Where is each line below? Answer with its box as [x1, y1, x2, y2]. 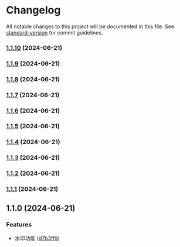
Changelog [6, 4, 61, 17]
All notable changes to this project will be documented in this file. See [6, 23, 175, 30]
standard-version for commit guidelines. [6, 29, 103, 36]
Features [6, 221, 32, 229]
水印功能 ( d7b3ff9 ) [14, 235, 60, 242]
